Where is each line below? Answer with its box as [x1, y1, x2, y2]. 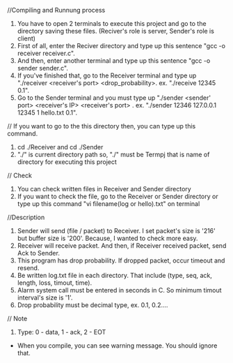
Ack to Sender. [17, 249, 61, 257]
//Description [7, 213, 45, 221]
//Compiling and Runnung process [7, 6, 106, 14]
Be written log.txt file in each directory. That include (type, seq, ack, [17, 272, 212, 279]
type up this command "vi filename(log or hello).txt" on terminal [17, 200, 200, 208]
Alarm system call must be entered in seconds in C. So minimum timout [17, 286, 222, 294]
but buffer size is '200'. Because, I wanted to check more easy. [17, 234, 198, 242]
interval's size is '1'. [17, 293, 73, 302]
